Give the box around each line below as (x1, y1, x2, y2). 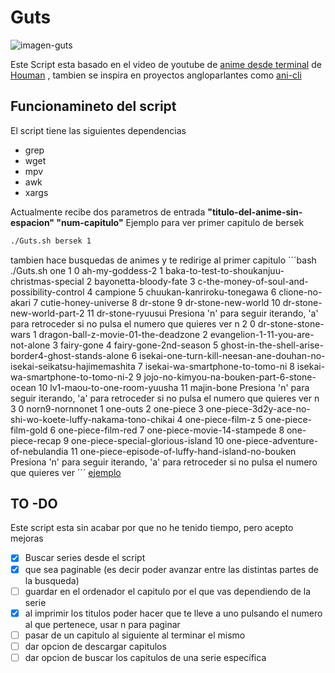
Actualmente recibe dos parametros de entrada (10, 206, 206, 218)
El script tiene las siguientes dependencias (10, 124, 187, 136)
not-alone (10, 339, 51, 351)
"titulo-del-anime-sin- (207, 206, 303, 218)
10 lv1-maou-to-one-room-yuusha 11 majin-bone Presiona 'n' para (38, 381, 310, 393)
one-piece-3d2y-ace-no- (205, 402, 311, 415)
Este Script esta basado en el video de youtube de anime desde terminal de (10, 58, 322, 70)
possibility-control (10, 286, 85, 298)
